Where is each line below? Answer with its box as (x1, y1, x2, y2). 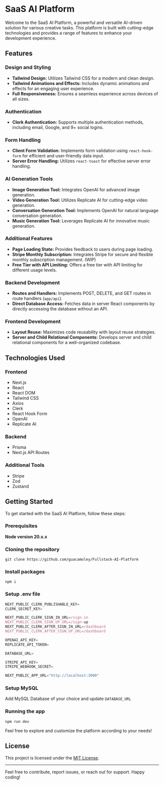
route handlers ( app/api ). (12, 296, 62, 302)
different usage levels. (12, 267, 57, 273)
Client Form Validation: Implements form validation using (12, 148, 128, 153)
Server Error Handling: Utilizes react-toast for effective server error (12, 158, 151, 164)
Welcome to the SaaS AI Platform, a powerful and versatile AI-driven (5, 20, 143, 25)
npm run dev (5, 719, 29, 724)
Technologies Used (5, 353, 65, 362)
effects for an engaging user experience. (12, 86, 95, 91)
